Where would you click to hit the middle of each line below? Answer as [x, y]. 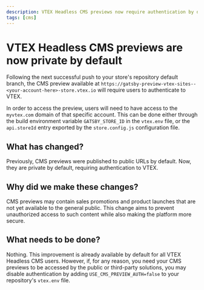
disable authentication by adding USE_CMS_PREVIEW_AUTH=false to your [93, 274]
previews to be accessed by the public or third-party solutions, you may [96, 267]
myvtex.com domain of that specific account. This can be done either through [102, 115]
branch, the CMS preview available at [53, 84]
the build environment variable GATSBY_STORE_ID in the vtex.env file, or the [98, 121]
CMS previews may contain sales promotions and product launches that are [101, 201]
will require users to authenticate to [142, 90]
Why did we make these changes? [72, 187]
